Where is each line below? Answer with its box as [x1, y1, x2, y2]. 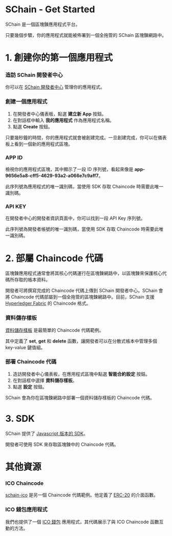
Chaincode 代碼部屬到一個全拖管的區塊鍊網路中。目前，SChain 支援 [11, 294, 155, 300]
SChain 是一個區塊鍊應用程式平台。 [5, 21, 80, 27]
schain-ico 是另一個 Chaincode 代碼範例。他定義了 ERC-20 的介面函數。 [5, 492, 159, 498]
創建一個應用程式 [5, 98, 48, 105]
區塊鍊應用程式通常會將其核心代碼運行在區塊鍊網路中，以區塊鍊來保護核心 [5, 270, 162, 276]
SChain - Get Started [5, 4, 95, 15]
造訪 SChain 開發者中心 [5, 72, 63, 79]
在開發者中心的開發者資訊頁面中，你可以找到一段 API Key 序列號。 [5, 215, 145, 221]
